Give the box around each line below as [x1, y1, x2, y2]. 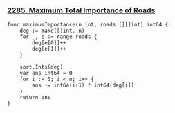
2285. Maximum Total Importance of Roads [7, 6, 156, 15]
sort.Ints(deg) [19, 64, 64, 71]
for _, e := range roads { [19, 33, 98, 40]
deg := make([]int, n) [19, 27, 85, 35]
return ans [19, 94, 51, 101]
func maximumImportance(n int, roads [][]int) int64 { [7, 21, 169, 28]
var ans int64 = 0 [19, 70, 73, 77]
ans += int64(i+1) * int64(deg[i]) [32, 82, 135, 89]
